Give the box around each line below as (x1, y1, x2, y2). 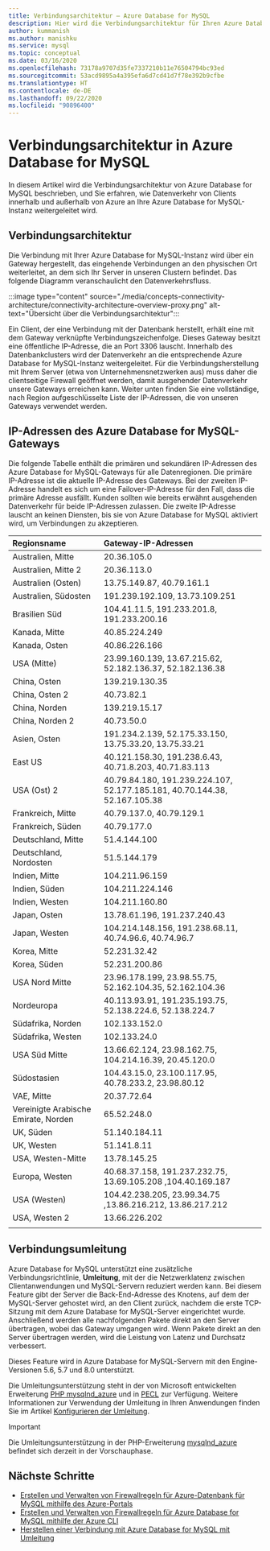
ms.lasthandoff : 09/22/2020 (8, 94, 103, 102)
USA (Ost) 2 (12, 784, 59, 795)
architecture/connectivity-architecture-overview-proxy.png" (8, 299, 207, 310)
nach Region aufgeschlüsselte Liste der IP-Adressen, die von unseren (8, 392, 239, 402)
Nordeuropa (12, 1000, 59, 1011)
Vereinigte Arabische (12, 1103, 92, 1115)
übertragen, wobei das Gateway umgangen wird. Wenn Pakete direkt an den (8, 1323, 261, 1333)
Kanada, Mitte (12, 626, 65, 637)
